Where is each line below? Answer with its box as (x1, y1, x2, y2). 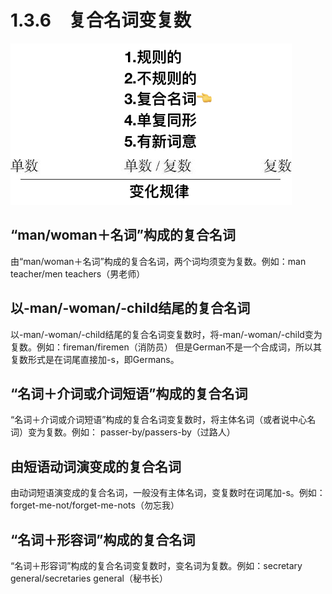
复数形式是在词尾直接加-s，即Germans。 (10, 353, 180, 365)
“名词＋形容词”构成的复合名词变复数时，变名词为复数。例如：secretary (10, 560, 303, 571)
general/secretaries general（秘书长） (10, 572, 168, 584)
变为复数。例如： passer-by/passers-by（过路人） (27, 426, 236, 438)
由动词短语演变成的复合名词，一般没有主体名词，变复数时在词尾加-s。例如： (10, 487, 326, 499)
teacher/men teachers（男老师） (10, 267, 146, 280)
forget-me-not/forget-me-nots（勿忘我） (10, 499, 180, 511)
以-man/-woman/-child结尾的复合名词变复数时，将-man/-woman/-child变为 (10, 328, 323, 340)
